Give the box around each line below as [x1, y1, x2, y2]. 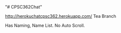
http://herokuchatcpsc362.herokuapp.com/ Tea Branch [5, 13, 116, 19]
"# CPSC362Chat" [5, 4, 42, 10]
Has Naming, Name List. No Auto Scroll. [5, 22, 85, 28]
